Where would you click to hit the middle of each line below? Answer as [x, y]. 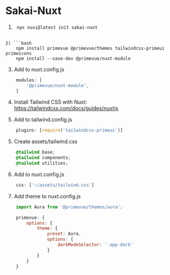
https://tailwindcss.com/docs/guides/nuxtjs [66, 108]
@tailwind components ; [43, 158]
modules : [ [29, 80]
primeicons [19, 53]
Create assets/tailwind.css [46, 142]
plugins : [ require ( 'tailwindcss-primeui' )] [70, 130]
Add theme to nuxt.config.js [47, 196]
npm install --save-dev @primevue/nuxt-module [73, 59]
